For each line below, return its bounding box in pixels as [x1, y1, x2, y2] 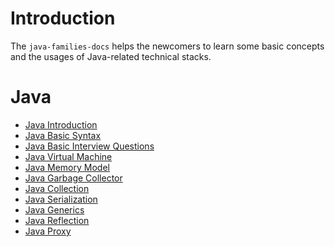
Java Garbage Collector [24, 172, 123, 184]
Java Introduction [24, 118, 98, 131]
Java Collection [24, 182, 90, 194]
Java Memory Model [24, 161, 110, 173]
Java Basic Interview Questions [24, 140, 155, 152]
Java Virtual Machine [24, 150, 113, 162]
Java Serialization [24, 193, 98, 205]
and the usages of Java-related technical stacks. [10, 50, 212, 62]
